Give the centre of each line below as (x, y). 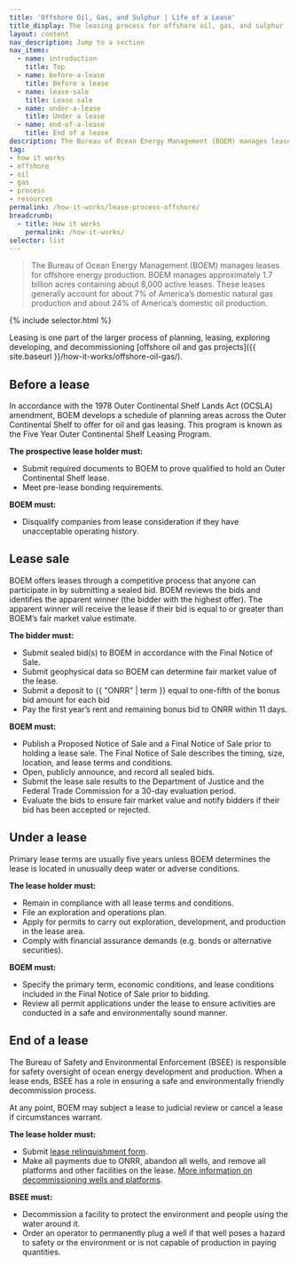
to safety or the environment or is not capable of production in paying (149, 1242)
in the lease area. (54, 931)
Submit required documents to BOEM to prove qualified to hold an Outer (153, 469)
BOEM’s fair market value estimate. (73, 618)
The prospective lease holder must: (76, 451)
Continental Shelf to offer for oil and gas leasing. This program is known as (146, 425)
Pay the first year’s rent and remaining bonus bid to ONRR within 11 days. (155, 709)
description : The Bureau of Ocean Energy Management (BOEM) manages (138, 141)
